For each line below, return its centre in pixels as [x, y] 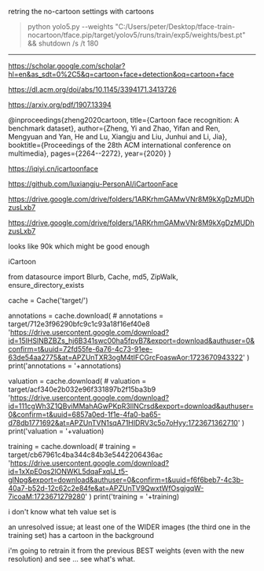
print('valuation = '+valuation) [56, 431]
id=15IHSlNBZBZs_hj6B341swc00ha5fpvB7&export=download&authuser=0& [132, 341]
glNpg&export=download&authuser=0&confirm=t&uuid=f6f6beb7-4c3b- [126, 480]
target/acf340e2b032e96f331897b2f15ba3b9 [82, 389]
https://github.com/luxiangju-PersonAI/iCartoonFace [93, 184]
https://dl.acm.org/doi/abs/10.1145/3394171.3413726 [92, 89]
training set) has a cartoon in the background [81, 535]
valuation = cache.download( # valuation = [77, 381]
